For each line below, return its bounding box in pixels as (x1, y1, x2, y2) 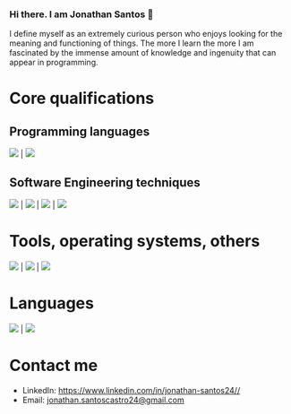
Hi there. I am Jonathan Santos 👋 (9, 8, 154, 21)
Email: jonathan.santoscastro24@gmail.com (21, 394, 185, 405)
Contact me (9, 356, 98, 375)
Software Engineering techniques (9, 175, 201, 190)
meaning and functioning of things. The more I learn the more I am (9, 38, 254, 48)
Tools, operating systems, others (9, 231, 261, 252)
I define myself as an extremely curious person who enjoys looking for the (9, 29, 283, 39)
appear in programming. (9, 57, 98, 68)
